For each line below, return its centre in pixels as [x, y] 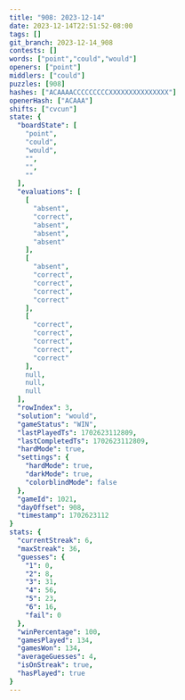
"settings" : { [43, 458]
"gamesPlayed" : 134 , [55, 640]
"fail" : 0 [44, 615]
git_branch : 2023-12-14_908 [61, 42]
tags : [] [25, 34]
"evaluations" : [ [49, 192]
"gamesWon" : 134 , [49, 648]
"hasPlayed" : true [52, 673]
